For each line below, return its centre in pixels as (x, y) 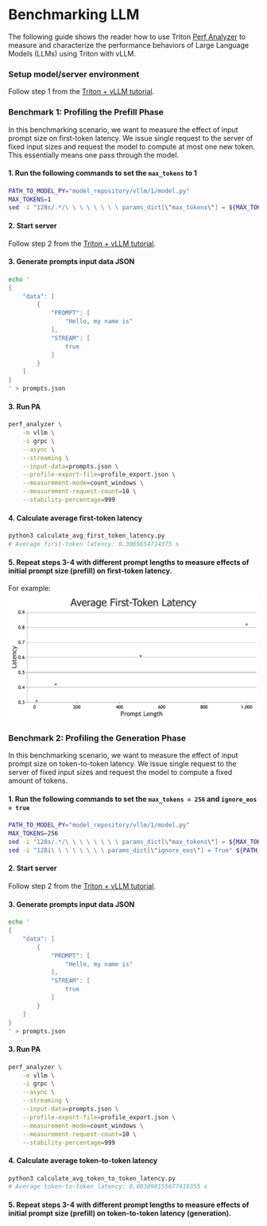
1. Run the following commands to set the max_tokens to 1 (103, 173)
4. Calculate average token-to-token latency (83, 1160)
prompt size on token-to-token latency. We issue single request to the (122, 764)
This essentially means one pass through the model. (94, 155)
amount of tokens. (38, 780)
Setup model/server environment (74, 74)
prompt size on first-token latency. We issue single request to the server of (131, 138)
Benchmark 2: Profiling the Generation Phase (97, 738)
